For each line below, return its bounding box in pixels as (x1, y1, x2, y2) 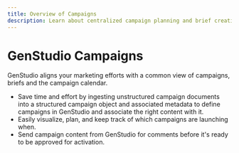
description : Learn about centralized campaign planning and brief (7, 17, 212, 24)
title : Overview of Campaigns (7, 10, 97, 18)
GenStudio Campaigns (7, 48, 144, 64)
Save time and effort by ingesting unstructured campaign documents (17, 93, 221, 101)
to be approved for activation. (17, 138, 105, 147)
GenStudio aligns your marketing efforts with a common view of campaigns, (7, 71, 230, 80)
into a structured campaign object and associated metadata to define (17, 100, 221, 109)
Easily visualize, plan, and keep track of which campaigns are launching (17, 115, 229, 124)
